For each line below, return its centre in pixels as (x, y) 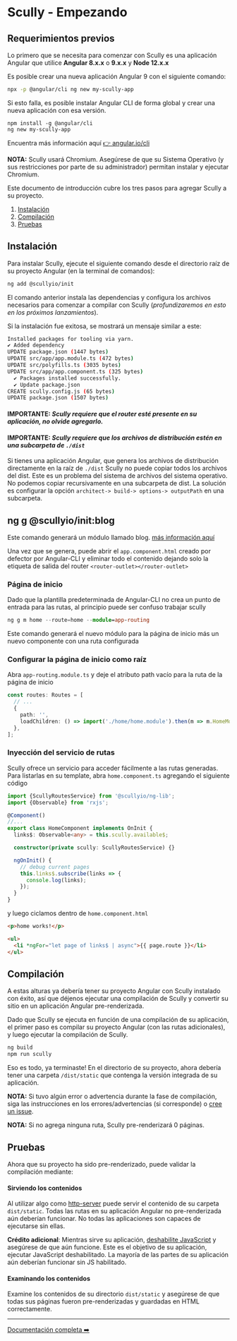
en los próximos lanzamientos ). (53, 312)
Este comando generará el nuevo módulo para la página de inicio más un (113, 634)
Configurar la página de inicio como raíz (77, 659)
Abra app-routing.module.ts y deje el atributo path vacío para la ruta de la (115, 675)
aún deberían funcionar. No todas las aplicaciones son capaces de (104, 1219)
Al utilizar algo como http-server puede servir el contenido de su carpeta (113, 1203)
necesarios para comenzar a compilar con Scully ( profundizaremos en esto (117, 305)
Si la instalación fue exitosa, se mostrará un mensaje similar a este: (104, 326)
